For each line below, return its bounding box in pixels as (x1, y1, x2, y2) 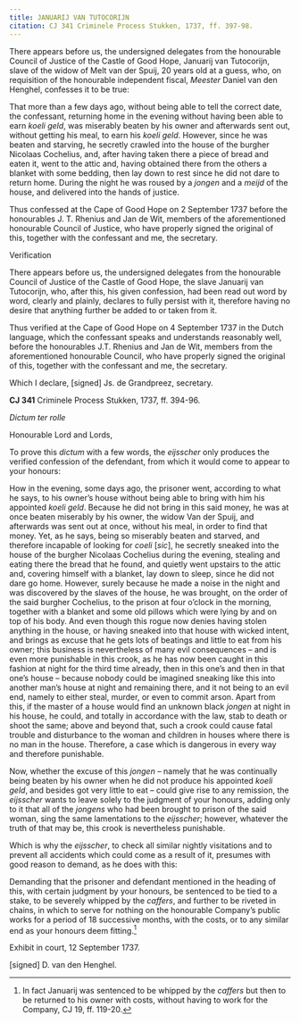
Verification (9, 249, 52, 260)
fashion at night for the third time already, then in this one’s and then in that (9, 662, 286, 674)
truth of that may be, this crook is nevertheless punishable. (9, 822, 226, 833)
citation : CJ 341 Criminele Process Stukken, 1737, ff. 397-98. (9, 21, 254, 30)
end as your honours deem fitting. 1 (9, 923, 137, 936)
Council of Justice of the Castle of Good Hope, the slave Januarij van (9, 276, 264, 287)
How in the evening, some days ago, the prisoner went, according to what (9, 483, 281, 494)
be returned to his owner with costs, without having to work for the (21, 994, 268, 1005)
